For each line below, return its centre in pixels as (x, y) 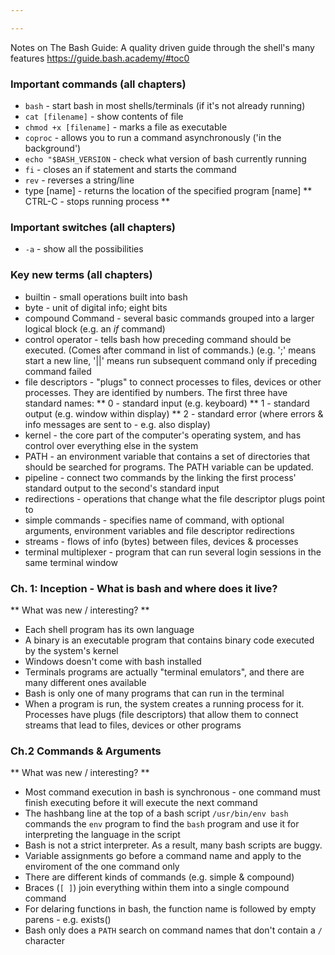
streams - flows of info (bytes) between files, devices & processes (161, 541)
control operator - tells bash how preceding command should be (158, 339)
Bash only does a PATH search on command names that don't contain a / (173, 930)
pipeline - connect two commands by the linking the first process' (160, 477)
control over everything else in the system (111, 445)
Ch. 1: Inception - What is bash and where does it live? (144, 588)
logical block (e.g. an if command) (95, 328)
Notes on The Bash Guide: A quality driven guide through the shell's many (162, 47)
